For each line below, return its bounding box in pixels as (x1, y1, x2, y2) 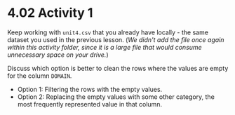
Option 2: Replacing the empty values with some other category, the (17, 93, 215, 101)
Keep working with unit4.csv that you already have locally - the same (7, 28, 209, 36)
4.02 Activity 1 (7, 5, 93, 21)
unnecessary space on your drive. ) (7, 50, 109, 59)
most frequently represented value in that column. (17, 100, 163, 108)
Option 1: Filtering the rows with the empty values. (17, 85, 163, 93)
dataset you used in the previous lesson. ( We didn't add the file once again (7, 35, 224, 43)
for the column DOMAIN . (7, 72, 72, 80)
